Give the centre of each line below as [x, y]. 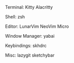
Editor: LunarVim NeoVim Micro [37, 26]
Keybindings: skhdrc [26, 46]
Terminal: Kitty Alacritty [29, 7]
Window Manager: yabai [30, 36]
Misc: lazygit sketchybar [30, 55]
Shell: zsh [15, 17]
